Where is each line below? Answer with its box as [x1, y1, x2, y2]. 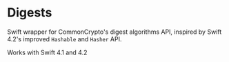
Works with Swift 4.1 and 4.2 [7, 48, 88, 56]
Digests [7, 5, 52, 21]
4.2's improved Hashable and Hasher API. [7, 34, 122, 43]
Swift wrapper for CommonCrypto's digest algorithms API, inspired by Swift [7, 28, 222, 36]
